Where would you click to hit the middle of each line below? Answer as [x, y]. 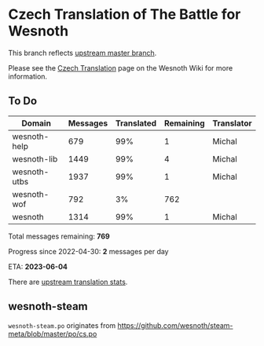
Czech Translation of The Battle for [125, 15]
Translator [232, 123]
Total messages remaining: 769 [59, 236]
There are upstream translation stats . [68, 282]
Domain [36, 123]
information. [28, 76]
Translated [136, 123]
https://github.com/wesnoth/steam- [175, 325]
